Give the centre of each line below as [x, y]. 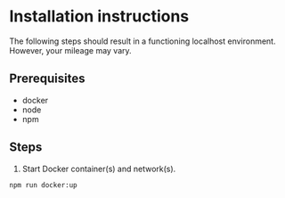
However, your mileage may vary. [70, 50]
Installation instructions [99, 16]
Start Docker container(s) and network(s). [99, 169]
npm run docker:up [43, 185]
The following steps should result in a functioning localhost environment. [142, 41]
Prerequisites [47, 79]
